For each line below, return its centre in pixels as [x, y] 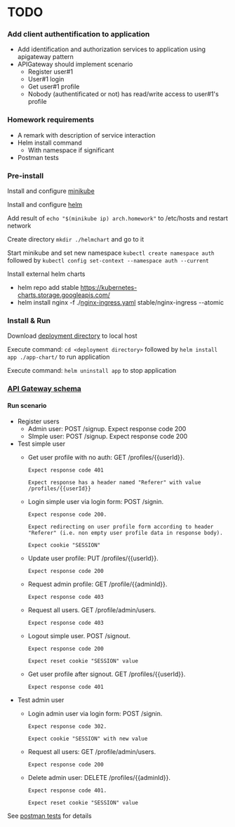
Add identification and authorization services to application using [111, 49]
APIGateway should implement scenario [75, 65]
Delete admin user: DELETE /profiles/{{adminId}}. [99, 777]
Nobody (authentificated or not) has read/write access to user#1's [123, 94]
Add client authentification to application [79, 34]
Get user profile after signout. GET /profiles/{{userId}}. [107, 674]
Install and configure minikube [51, 191]
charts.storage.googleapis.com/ [64, 295]
